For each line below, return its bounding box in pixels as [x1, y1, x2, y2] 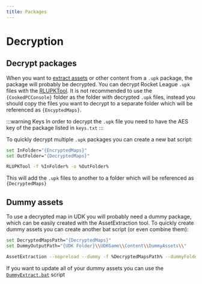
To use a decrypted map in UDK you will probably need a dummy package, [6, 213, 192, 220]
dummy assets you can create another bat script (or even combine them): [6, 226, 189, 233]
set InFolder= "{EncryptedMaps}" [6, 147, 87, 153]
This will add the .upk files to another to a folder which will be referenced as [6, 174, 194, 182]
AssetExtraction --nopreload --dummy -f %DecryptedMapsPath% [6, 253, 163, 259]
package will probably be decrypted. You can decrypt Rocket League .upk [6, 80, 191, 87]
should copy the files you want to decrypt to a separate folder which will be [6, 99, 193, 107]
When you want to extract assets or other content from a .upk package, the [6, 74, 193, 81]
